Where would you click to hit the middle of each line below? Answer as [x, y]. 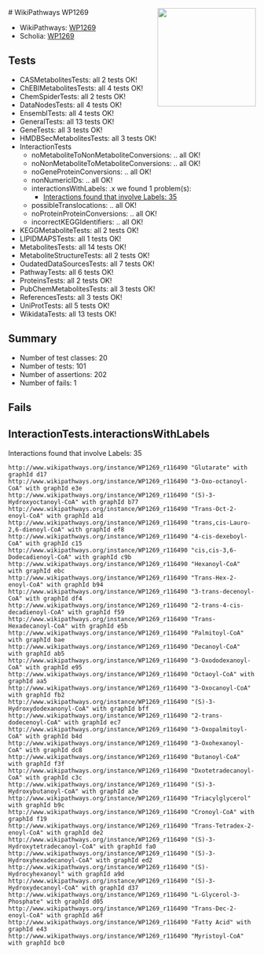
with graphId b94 [75, 585]
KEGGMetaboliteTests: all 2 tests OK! [79, 230]
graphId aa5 [27, 681]
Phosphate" [26, 901]
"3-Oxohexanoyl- [218, 743]
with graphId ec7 [93, 722]
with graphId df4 [54, 598]
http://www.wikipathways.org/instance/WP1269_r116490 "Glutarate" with [128, 468]
